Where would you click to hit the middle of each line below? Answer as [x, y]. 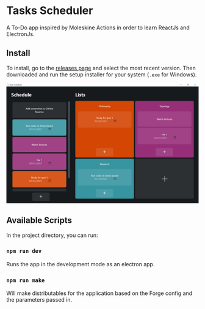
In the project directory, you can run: [52, 235]
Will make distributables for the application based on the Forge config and [99, 293]
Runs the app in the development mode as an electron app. [81, 264]
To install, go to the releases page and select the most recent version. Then [101, 68]
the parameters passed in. [39, 300]
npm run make [26, 280]
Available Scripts [39, 220]
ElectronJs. [20, 34]
